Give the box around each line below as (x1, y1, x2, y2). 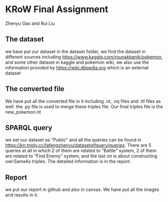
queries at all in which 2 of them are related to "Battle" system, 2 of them (5, 148, 157, 154)
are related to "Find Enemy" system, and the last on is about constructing (5, 153, 157, 159)
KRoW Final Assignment (5, 4, 108, 15)
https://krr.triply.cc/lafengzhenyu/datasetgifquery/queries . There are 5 (5, 142, 151, 148)
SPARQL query (5, 123, 52, 132)
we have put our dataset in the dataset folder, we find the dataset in (5, 48, 146, 54)
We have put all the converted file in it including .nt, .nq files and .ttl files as (5, 98, 161, 104)
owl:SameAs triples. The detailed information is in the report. (5, 158, 131, 165)
